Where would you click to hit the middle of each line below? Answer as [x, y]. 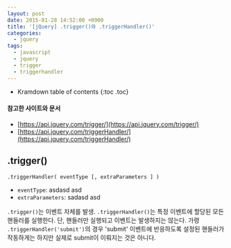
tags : [15, 46]
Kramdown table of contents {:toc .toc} [73, 92]
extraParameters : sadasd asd [59, 197]
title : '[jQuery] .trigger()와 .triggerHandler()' [81, 26]
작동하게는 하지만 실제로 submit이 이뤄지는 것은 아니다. [82, 238]
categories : [24, 33]
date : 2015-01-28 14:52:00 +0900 [55, 20]
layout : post [26, 14]
